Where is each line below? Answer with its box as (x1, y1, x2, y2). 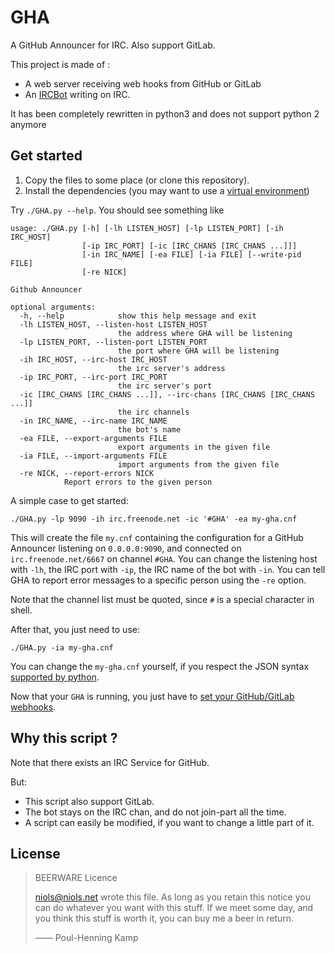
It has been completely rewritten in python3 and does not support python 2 (10, 107, 320, 120)
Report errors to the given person (63, 477, 213, 487)
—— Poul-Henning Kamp (34, 932, 139, 944)
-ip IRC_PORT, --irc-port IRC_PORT (19, 372, 168, 382)
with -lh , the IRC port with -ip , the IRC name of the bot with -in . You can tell (10, 563, 326, 575)
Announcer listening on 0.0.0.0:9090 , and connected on (10, 542, 242, 554)
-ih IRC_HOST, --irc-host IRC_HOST (19, 354, 168, 365)
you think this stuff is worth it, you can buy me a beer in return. (34, 912, 295, 925)
